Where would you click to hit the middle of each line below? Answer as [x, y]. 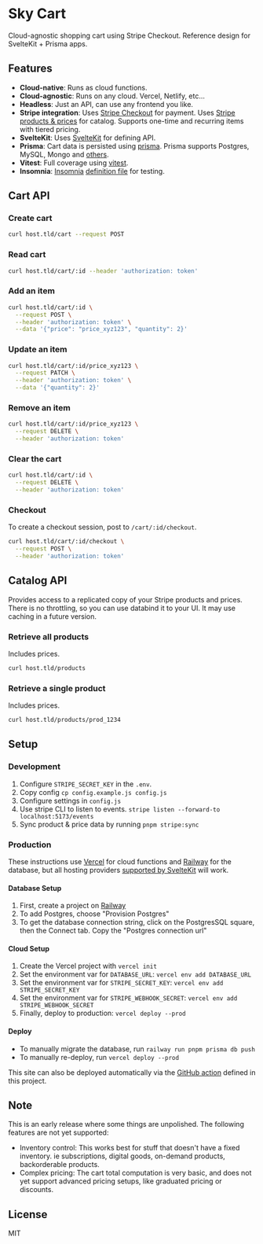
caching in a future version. [52, 616]
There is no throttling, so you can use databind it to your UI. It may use [122, 608]
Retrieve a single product [57, 688]
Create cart [30, 219]
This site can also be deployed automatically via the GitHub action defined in [132, 1072]
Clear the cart [35, 458]
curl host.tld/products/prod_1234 [65, 720]
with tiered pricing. [50, 129]
